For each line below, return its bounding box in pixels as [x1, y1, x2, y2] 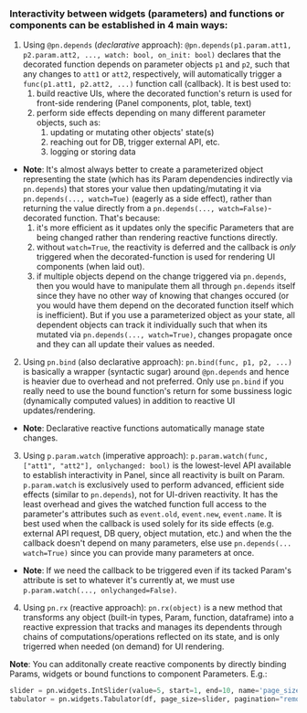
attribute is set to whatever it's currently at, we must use [22, 575, 236, 586]
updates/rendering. [22, 405, 96, 416]
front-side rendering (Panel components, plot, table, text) [36, 98, 252, 109]
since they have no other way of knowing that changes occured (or [36, 291, 290, 302]
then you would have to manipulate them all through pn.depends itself [36, 281, 296, 292]
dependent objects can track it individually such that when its [36, 319, 268, 331]
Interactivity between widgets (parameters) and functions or [9, 7, 285, 20]
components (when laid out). [36, 261, 145, 272]
